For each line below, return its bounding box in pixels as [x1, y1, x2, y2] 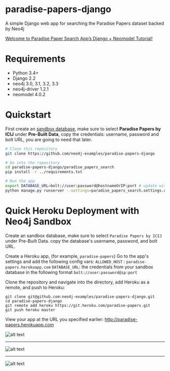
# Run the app [5, 178, 35, 184]
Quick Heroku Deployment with [5, 205, 140, 216]
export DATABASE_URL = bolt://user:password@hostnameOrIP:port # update [5, 183, 157, 189]
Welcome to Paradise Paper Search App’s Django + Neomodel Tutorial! [5, 35, 153, 41]
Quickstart [5, 109, 52, 121]
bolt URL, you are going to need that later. [5, 136, 93, 143]
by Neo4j [5, 25, 24, 31]
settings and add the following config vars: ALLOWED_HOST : [5, 258, 125, 264]
